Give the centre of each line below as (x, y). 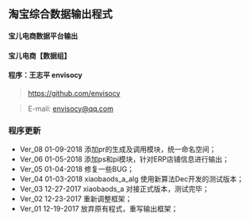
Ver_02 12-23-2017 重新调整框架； (76, 199)
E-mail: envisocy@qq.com (70, 109)
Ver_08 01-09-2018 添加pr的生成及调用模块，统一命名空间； (118, 150)
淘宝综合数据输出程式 (60, 14)
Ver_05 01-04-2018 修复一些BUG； (77, 170)
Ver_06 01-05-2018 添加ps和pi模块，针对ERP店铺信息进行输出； (125, 159)
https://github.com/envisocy (74, 93)
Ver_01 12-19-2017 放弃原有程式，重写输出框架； (99, 209)
